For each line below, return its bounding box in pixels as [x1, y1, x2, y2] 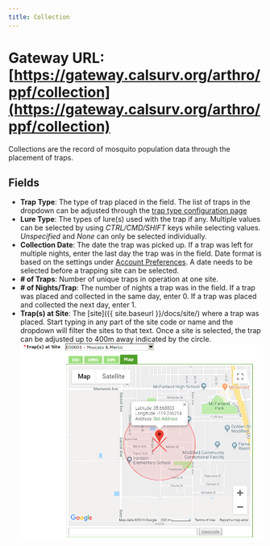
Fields [8, 176, 40, 190]
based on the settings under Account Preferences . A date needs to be [19, 257, 253, 267]
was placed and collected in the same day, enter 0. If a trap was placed [19, 291, 257, 302]
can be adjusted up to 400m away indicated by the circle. [19, 335, 212, 344]
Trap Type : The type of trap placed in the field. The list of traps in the [19, 198, 251, 207]
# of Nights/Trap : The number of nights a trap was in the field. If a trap [19, 283, 255, 293]
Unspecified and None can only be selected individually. [19, 231, 207, 241]
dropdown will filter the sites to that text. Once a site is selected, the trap [19, 326, 262, 336]
